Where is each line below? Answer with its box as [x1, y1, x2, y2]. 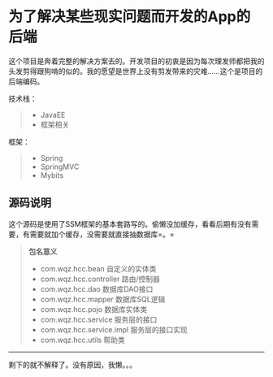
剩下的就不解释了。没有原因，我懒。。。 [8, 359, 136, 370]
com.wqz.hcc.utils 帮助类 [40, 335, 126, 344]
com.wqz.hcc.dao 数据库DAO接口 [40, 284, 154, 293]
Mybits [40, 170, 64, 180]
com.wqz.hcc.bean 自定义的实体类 [40, 263, 157, 273]
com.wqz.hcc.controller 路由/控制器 [40, 274, 161, 284]
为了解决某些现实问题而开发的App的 [8, 7, 251, 26]
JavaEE [40, 110, 66, 119]
